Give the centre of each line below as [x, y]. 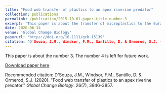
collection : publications [32, 14]
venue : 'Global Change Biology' [38, 32]
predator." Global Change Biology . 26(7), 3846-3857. [59, 85]
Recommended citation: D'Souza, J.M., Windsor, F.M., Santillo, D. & [73, 75]
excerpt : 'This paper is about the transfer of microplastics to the [78, 23]
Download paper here [27, 65]
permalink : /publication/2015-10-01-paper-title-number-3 [66, 19]
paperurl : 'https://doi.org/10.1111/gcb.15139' [55, 37]
